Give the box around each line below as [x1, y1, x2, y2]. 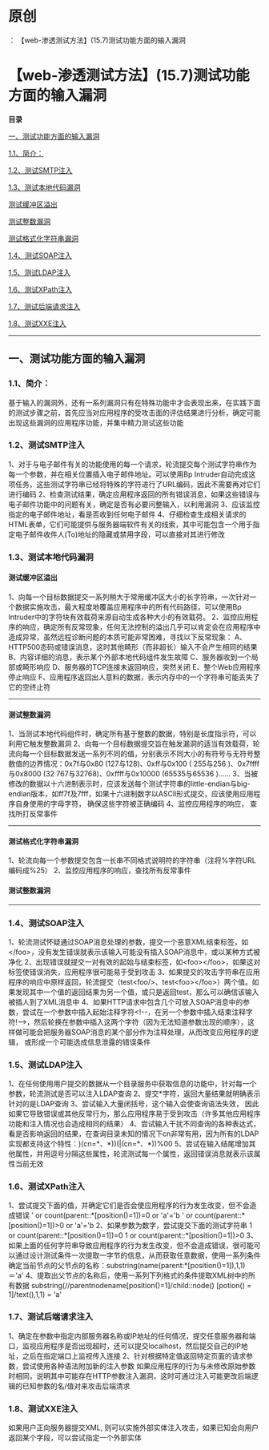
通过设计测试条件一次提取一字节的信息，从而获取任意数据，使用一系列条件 [14, 1251, 261, 1260]
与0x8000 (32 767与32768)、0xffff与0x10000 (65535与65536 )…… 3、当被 [8, 769, 259, 779]
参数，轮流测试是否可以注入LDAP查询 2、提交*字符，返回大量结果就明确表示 [8, 1089, 261, 1098]
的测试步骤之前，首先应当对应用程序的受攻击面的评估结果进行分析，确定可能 [8, 408, 261, 417]
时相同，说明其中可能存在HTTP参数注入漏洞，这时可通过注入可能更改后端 [8, 1371, 252, 1380]
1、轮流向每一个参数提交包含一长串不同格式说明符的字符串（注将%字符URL [8, 856, 256, 865]
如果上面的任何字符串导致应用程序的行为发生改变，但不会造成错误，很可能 [8, 1241, 254, 1251]
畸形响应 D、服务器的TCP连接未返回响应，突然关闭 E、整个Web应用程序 [22, 662, 261, 671]
